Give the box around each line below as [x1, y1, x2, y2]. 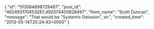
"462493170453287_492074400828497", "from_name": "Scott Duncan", [4, 9, 150, 15]
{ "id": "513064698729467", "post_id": [4, 4, 82, 10]
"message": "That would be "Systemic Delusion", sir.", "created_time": [4, 14, 144, 19]
